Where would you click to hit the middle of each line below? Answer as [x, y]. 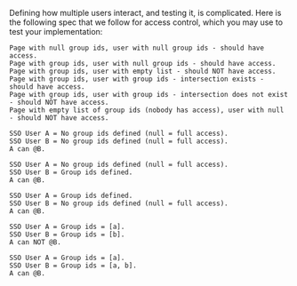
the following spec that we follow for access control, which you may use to [146, 22]
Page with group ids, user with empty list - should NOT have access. [143, 71]
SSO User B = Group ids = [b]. [67, 234]
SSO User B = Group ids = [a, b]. [73, 266]
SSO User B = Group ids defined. [71, 172]
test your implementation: [56, 32]
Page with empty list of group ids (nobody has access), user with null [147, 110]
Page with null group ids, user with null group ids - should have [137, 48]
